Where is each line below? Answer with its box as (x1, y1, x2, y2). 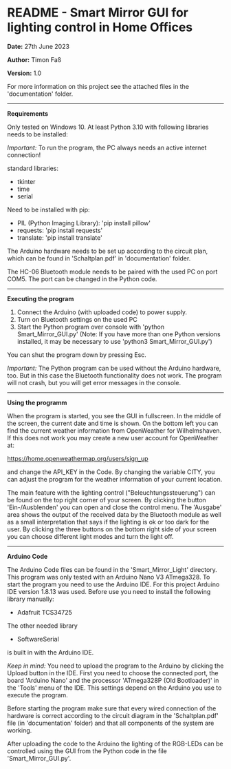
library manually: (7, 595, 55, 603)
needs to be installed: (7, 130, 69, 139)
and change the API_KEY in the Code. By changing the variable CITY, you (7, 467, 215, 476)
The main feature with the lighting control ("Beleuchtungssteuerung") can (7, 488, 215, 497)
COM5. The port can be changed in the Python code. (7, 274, 157, 283)
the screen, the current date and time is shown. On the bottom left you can (7, 419, 219, 427)
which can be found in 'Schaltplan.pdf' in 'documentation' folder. (7, 254, 191, 263)
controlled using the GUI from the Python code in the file (7, 746, 167, 755)
